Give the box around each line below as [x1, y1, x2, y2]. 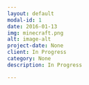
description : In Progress [7, 62, 82, 68]
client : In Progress [7, 49, 67, 56]
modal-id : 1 [7, 17, 42, 23]
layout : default [7, 10, 54, 17]
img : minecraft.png [7, 29, 64, 37]
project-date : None [7, 42, 64, 49]
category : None [7, 55, 51, 62]
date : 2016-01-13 [7, 23, 58, 30]
